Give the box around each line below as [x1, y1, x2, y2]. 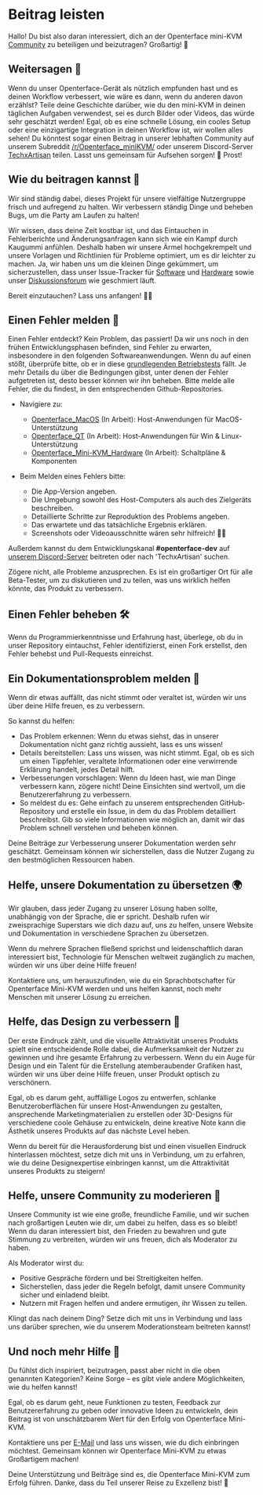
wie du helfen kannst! [8, 1383, 78, 1392]
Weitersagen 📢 [8, 63, 82, 76]
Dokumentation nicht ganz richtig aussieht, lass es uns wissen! [19, 740, 224, 749]
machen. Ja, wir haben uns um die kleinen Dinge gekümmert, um [8, 259, 218, 268]
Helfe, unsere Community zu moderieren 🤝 [8, 1189, 221, 1202]
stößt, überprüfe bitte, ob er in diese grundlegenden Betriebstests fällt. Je [8, 359, 247, 369]
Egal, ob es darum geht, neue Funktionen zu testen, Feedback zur [8, 1398, 221, 1407]
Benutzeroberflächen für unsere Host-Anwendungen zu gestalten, [8, 1101, 222, 1110]
